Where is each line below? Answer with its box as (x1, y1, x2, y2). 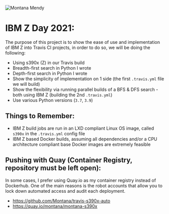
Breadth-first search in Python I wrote (12, 65, 92, 71)
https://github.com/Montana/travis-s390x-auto (12, 197, 110, 204)
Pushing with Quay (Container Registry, (5, 156, 133, 165)
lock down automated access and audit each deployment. (5, 188, 126, 194)
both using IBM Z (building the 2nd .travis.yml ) (12, 91, 112, 98)
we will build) (12, 81, 40, 87)
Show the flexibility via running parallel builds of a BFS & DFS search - (12, 86, 158, 92)
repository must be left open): (5, 164, 101, 173)
